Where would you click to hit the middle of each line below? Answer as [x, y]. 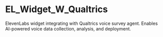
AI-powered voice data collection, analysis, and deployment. [68, 28]
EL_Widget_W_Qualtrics [57, 9]
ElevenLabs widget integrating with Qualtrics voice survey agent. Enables [82, 23]
